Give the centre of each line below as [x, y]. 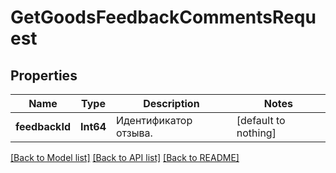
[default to [261, 120]
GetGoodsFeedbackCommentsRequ [163, 17]
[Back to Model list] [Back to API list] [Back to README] [125, 157]
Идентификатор [154, 120]
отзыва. [134, 133]
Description [171, 103]
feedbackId [43, 126]
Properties [44, 75]
